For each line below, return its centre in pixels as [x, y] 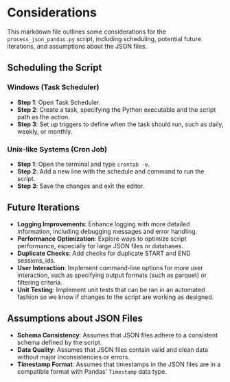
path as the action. [43, 117]
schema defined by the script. [59, 342]
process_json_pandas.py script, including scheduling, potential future [104, 38]
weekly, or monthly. [45, 131]
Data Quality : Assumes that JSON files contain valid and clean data [113, 349]
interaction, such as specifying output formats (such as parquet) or [112, 275]
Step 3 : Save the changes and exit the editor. [81, 186]
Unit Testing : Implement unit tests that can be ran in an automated [111, 289]
